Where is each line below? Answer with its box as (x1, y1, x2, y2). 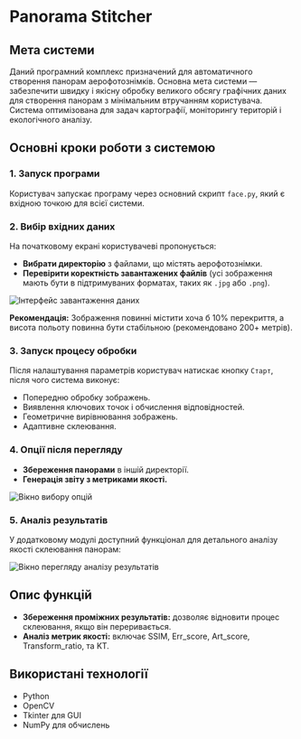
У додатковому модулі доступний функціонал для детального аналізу (9, 534, 278, 545)
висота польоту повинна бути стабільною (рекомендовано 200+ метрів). (9, 322, 293, 332)
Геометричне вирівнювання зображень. (22, 411, 178, 422)
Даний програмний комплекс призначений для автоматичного (9, 66, 253, 77)
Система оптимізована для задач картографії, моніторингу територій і (9, 105, 282, 115)
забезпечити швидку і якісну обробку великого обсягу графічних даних (9, 86, 287, 96)
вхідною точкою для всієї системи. (9, 197, 145, 209)
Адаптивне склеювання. (22, 421, 118, 432)
